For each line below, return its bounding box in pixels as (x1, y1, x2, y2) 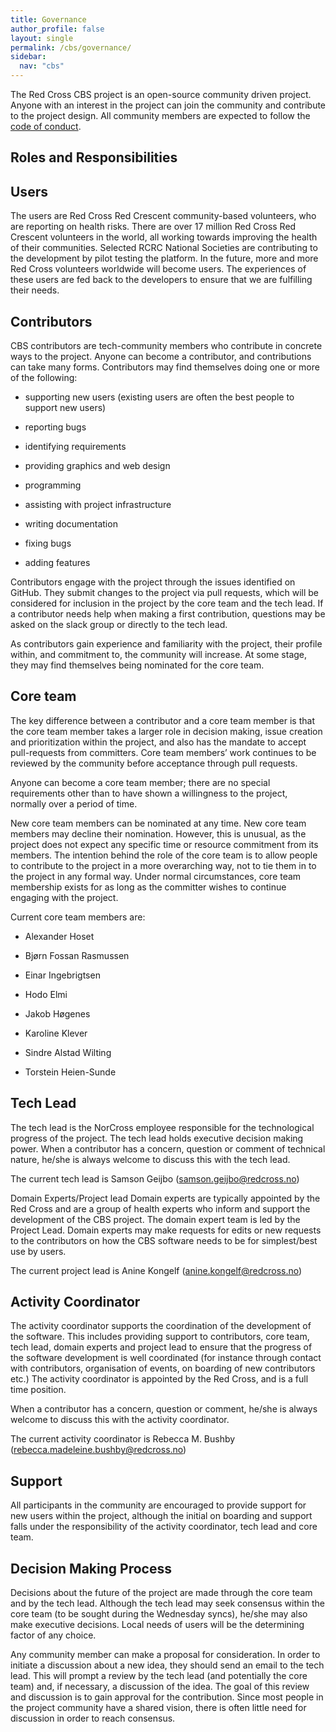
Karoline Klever (24, 1027, 88, 1039)
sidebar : (10, 52, 47, 62)
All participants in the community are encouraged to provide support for (10, 1499, 307, 1511)
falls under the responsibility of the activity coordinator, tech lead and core (10, 1521, 318, 1533)
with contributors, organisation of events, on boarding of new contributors (10, 1362, 316, 1375)
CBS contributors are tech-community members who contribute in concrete (10, 340, 323, 352)
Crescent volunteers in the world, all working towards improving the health (10, 231, 318, 243)
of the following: (10, 372, 78, 384)
